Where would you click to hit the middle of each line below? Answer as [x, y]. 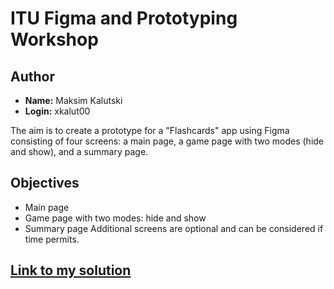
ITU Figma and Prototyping [124, 18]
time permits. [52, 239]
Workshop [54, 39]
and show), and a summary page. [79, 151]
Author [32, 76]
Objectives [45, 183]
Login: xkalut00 [57, 111]
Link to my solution [71, 270]
